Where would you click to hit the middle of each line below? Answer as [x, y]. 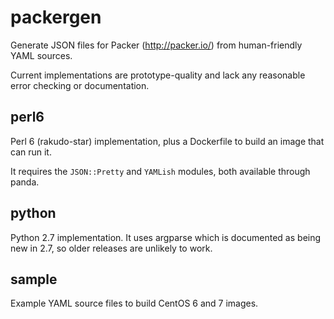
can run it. [31, 152]
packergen [56, 17]
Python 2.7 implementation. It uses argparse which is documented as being [166, 237]
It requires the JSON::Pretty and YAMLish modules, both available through [160, 171]
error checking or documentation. [80, 85]
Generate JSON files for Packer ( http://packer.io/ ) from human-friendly [156, 45]
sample [34, 279]
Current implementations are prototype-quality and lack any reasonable [158, 75]
